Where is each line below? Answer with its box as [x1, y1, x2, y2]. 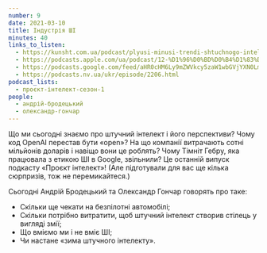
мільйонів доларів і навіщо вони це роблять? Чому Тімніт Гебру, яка [8, 146, 240, 155]
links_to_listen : [8, 41, 66, 49]
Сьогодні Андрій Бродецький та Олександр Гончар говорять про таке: [8, 187, 248, 196]
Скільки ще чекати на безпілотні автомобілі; [19, 202, 171, 211]
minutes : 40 [8, 33, 48, 42]
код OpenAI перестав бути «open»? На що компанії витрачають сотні [8, 138, 244, 147]
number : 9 [8, 11, 41, 20]
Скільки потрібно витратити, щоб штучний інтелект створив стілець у [19, 211, 257, 220]
